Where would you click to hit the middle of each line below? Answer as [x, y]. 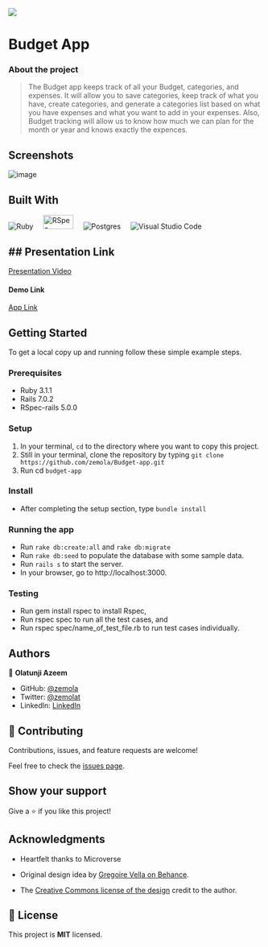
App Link [23, 308]
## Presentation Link [62, 252]
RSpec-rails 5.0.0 [49, 407]
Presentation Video [40, 271]
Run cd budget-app [51, 470]
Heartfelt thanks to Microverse [70, 858]
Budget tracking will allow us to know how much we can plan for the [141, 122]
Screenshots [41, 155]
